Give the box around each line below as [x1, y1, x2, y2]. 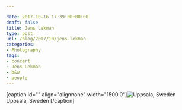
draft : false [6, 19, 39, 26]
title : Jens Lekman [6, 25, 55, 31]
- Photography [6, 47, 41, 54]
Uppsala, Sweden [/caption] [6, 98, 75, 105]
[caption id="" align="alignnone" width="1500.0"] [6, 91, 127, 98]
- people [6, 75, 28, 81]
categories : [6, 42, 36, 48]
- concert [6, 58, 31, 64]
